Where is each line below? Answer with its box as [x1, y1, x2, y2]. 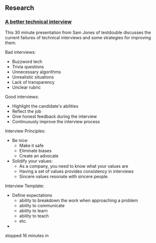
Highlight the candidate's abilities [12, 103, 79, 109]
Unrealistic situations [12, 74, 54, 80]
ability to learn [19, 208, 48, 213]
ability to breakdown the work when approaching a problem [19, 197, 139, 203]
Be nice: [12, 137, 28, 143]
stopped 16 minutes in [5, 232, 49, 238]
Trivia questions [12, 64, 44, 69]
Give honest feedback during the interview [12, 113, 97, 119]
